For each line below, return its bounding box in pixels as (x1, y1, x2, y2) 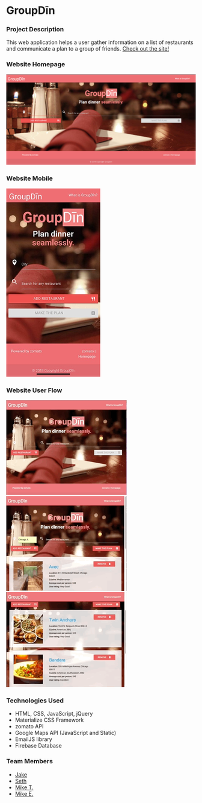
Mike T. (14, 784, 34, 791)
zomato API (14, 723, 44, 730)
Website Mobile (6, 174, 53, 183)
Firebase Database (14, 742, 62, 749)
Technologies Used (6, 696, 64, 705)
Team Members (6, 757, 53, 766)
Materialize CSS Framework (14, 716, 84, 723)
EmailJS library (14, 736, 52, 743)
